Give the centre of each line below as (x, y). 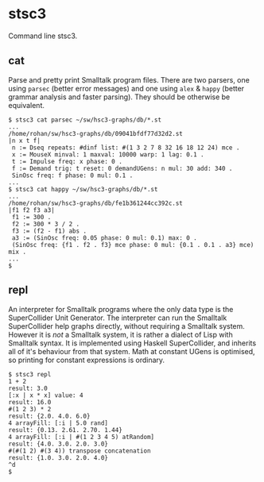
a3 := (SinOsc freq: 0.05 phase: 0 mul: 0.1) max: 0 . (104, 238)
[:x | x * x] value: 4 (46, 395)
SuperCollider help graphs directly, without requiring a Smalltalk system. (126, 326)
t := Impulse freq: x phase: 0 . (67, 161)
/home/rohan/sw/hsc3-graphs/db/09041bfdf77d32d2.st (95, 133)
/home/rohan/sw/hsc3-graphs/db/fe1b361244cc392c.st (95, 203)
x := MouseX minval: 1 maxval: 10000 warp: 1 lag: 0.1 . (108, 154)
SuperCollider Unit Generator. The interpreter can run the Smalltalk (118, 318)
